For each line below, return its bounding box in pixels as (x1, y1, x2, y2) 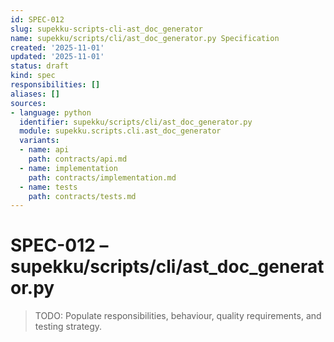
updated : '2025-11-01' (10, 52, 105, 62)
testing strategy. (34, 321, 103, 333)
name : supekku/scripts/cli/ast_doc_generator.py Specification (10, 33, 280, 43)
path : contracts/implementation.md (28, 172, 177, 183)
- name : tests (19, 182, 78, 192)
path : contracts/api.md (28, 154, 128, 164)
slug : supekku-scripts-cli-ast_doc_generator (10, 24, 203, 34)
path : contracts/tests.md (28, 191, 137, 201)
